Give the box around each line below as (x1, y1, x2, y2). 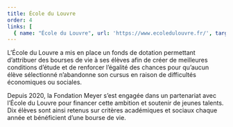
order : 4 (7, 17, 33, 24)
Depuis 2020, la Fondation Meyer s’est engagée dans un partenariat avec (7, 92, 217, 100)
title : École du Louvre (7, 10, 76, 17)
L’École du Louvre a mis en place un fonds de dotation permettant (7, 49, 196, 57)
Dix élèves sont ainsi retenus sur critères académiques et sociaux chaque (7, 106, 218, 115)
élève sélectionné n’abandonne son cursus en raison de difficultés (7, 71, 196, 79)
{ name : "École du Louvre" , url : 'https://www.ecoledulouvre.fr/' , (13, 29, 213, 37)
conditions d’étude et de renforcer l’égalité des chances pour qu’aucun (7, 63, 209, 71)
